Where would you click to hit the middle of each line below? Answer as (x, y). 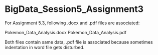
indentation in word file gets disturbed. (45, 47)
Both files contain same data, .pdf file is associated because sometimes (79, 42)
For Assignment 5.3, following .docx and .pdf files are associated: (72, 23)
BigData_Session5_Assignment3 (74, 9)
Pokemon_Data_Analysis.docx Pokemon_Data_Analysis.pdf (66, 32)
